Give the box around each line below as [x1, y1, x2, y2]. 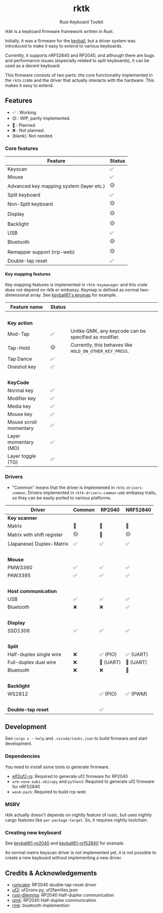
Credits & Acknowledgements [5, 869, 97, 877]
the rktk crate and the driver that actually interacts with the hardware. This [5, 77, 154, 83]
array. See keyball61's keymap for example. [30, 292, 117, 298]
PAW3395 [7, 572, 31, 579]
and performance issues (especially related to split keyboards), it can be [5, 57, 149, 63]
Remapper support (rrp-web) [7, 248, 75, 255]
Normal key [7, 387, 34, 394]
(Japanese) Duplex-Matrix [7, 540, 69, 547]
